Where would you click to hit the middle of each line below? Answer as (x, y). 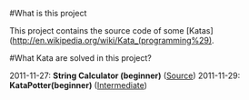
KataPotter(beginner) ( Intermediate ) (79, 85)
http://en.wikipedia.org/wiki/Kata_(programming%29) (112, 40)
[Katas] (199, 30)
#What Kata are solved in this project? (81, 58)
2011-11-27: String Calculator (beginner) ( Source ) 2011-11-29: (125, 75)
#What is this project (48, 13)
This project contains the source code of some (97, 30)
